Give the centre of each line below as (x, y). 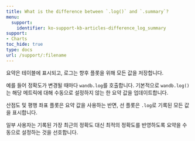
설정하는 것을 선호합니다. (50, 132)
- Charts (17, 39)
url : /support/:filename (36, 55)
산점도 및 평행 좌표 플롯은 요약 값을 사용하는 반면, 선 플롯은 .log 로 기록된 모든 (95, 105)
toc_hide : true (25, 45)
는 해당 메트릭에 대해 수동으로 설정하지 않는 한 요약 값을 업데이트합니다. (87, 92)
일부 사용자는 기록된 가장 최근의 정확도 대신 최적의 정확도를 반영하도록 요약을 (94, 125)
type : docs (19, 50)
